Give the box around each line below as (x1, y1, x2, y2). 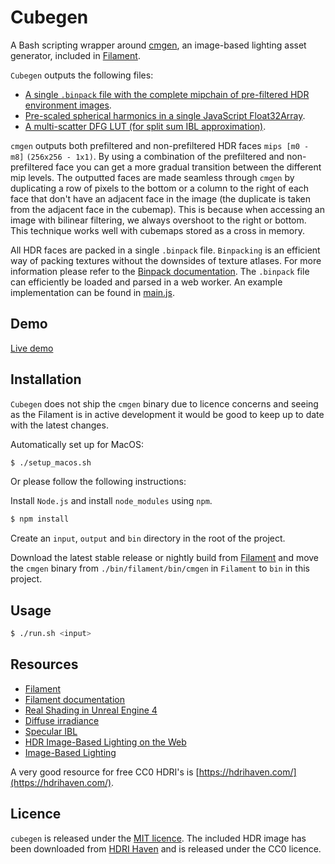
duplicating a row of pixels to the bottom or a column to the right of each (10, 182, 310, 194)
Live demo (10, 342, 54, 354)
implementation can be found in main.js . (10, 286, 175, 298)
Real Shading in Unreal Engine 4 (24, 704, 158, 716)
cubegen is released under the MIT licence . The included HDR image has (10, 832, 307, 844)
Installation (10, 371, 82, 388)
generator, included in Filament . (10, 49, 141, 61)
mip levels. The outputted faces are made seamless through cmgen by (10, 171, 295, 183)
